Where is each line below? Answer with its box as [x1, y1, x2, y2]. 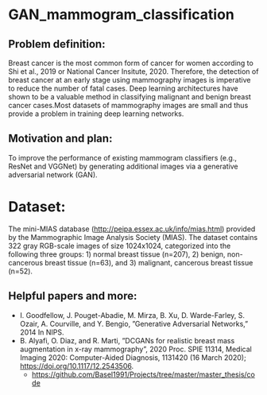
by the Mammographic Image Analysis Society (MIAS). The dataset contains [8, 232, 258, 242]
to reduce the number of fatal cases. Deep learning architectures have [8, 83, 238, 93]
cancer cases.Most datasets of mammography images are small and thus [8, 101, 249, 110]
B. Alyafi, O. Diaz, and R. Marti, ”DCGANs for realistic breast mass [19, 335, 235, 345]
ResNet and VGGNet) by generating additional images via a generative [8, 161, 238, 171]
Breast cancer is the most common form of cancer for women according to [8, 58, 254, 68]
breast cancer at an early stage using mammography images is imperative [8, 76, 251, 84]
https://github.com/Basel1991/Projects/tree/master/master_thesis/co [31, 370, 256, 379]
